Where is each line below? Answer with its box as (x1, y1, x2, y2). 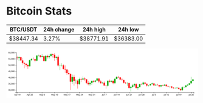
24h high (82, 26, 106, 33)
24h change (43, 26, 75, 33)
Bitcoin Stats (6, 4, 72, 18)
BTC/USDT (10, 26, 38, 33)
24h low (117, 26, 139, 33)
